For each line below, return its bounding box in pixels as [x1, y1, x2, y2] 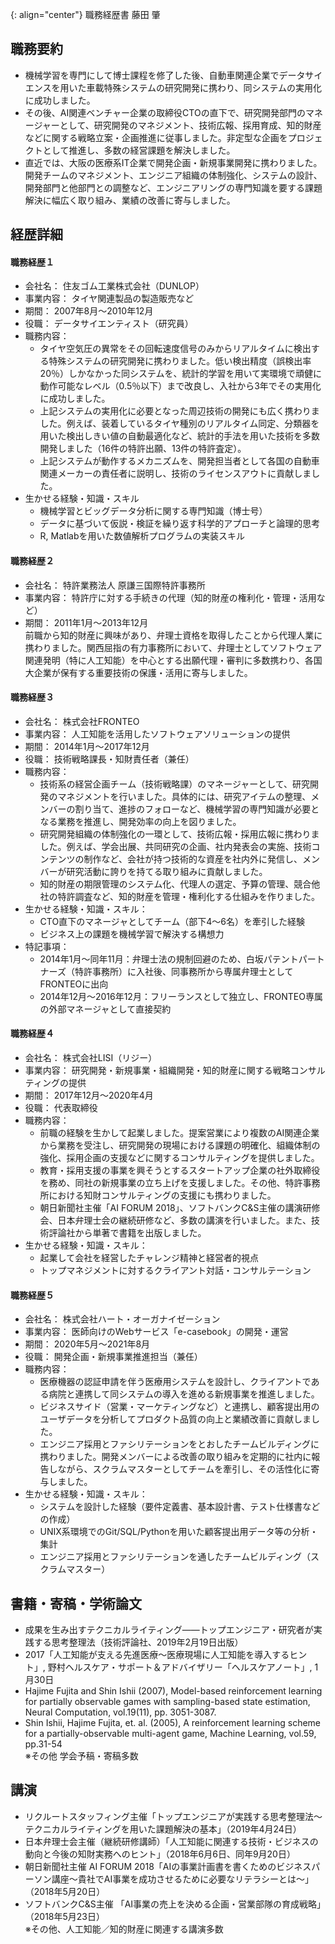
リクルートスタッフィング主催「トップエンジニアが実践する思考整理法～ [24, 1810, 323, 1822]
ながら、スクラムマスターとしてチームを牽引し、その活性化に [57, 1463, 312, 1475]
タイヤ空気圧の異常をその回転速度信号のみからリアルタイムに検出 [39, 343, 312, 355]
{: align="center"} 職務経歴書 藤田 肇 [10, 9, 161, 20]
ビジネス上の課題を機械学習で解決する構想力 [39, 928, 225, 940]
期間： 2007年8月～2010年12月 [24, 305, 154, 317]
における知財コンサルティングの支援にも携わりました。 [48, 1189, 277, 1202]
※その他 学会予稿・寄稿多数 [24, 1750, 139, 1762]
